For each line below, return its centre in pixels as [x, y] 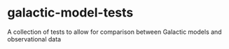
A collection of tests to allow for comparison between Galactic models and [114, 32]
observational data [34, 39]
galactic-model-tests [70, 13]
